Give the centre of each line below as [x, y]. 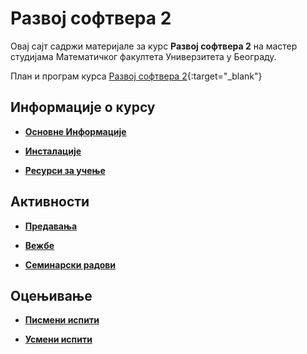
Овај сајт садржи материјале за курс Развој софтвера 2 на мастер [154, 46]
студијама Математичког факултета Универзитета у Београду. [143, 56]
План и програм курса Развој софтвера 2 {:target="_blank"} [136, 76]
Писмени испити [62, 320]
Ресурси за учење [65, 170]
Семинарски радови [70, 264]
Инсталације [53, 151]
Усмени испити [58, 339]
